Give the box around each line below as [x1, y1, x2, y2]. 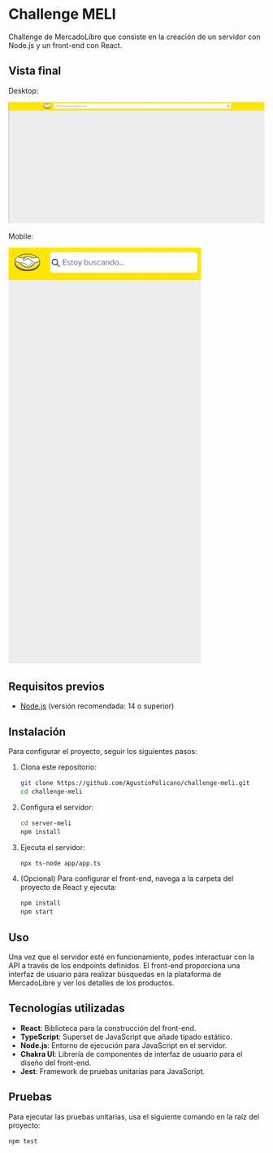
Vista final [8, 64, 62, 78]
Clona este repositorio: [19, 762, 97, 772]
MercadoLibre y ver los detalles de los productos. [8, 978, 175, 988]
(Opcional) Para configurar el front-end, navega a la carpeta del [19, 874, 234, 883]
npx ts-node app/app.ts [19, 859, 102, 867]
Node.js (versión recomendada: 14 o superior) [19, 701, 175, 711]
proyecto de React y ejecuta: [19, 883, 117, 892]
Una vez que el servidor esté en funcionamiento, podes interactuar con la [8, 952, 254, 962]
